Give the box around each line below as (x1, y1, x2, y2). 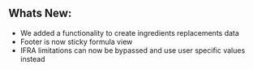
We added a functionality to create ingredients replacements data (19, 28, 239, 37)
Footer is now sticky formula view (19, 37, 133, 46)
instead (19, 54, 46, 63)
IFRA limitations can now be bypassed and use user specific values (19, 45, 246, 55)
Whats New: (8, 7, 72, 20)
